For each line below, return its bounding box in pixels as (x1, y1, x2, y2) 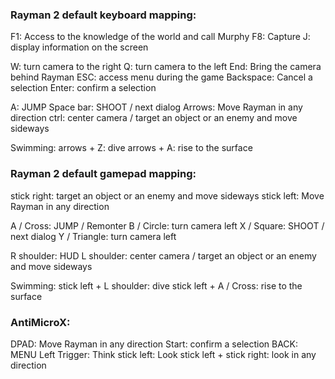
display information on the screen (10, 41, 149, 53)
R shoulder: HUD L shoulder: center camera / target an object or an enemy (10, 249, 317, 262)
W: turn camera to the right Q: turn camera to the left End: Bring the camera (10, 61, 322, 73)
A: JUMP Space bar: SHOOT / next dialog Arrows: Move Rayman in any (10, 101, 303, 113)
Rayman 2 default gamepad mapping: (10, 167, 197, 181)
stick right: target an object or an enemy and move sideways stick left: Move (10, 189, 325, 202)
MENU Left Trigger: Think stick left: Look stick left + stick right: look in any (10, 348, 317, 360)
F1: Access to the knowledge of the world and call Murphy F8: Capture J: (10, 31, 311, 43)
